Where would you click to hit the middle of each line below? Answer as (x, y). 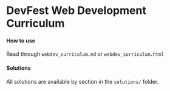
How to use (21, 41)
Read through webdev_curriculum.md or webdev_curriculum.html (85, 54)
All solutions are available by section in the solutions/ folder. (83, 81)
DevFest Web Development (76, 11)
